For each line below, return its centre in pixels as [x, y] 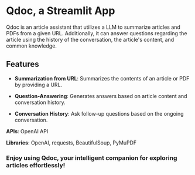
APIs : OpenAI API [27, 131]
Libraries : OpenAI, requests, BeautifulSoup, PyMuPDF [71, 143]
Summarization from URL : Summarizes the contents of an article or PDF [102, 78]
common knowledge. [31, 46]
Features [23, 64]
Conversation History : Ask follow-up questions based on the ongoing [99, 113]
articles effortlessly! [36, 165]
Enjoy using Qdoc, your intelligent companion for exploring [92, 158]
